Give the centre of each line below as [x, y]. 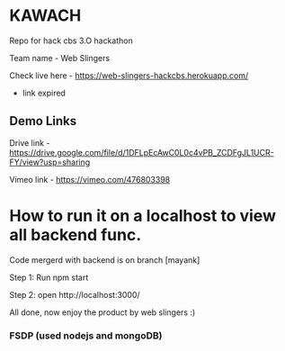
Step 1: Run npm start [49, 277]
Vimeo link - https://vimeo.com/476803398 [90, 179]
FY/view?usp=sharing [50, 162]
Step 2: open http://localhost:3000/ [75, 294]
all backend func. [76, 234]
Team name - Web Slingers [60, 58]
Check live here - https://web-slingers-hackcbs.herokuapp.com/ [129, 75]
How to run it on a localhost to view [143, 216]
